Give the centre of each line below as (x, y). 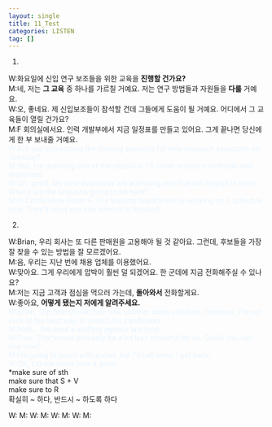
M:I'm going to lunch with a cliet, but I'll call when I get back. (110, 355)
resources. (26, 175)
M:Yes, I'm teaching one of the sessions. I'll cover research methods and (130, 166)
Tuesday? (25, 157)
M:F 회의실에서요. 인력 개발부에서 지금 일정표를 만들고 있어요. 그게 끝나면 (124, 129)
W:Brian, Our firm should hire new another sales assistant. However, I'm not (135, 312)
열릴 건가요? (49, 120)
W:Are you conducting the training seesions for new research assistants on (134, 149)
